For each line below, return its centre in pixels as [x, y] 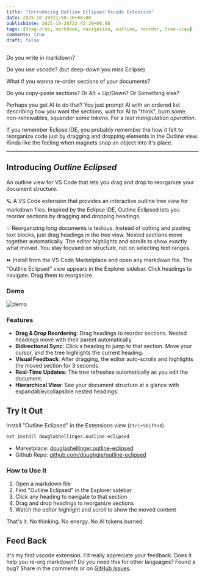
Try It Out [25, 411]
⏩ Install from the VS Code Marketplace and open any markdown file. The [99, 260]
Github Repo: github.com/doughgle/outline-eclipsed [81, 455]
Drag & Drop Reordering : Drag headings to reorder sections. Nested [101, 334]
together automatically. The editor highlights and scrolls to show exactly [97, 241]
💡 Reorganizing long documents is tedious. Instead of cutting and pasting [99, 228]
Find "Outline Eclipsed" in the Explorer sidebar [74, 490]
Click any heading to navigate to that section [71, 497]
